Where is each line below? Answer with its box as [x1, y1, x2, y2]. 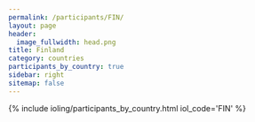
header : [8, 29, 37, 38]
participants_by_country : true [8, 63, 124, 72]
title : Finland [8, 46, 65, 55]
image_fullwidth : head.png [16, 37, 116, 47]
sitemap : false [8, 79, 65, 88]
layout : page [8, 21, 57, 30]
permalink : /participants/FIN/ [8, 12, 124, 22]
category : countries [8, 54, 85, 63]
